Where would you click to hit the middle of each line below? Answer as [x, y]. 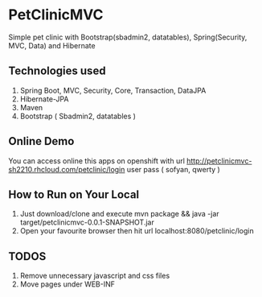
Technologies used [57, 71]
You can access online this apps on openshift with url [96, 161]
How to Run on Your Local [74, 194]
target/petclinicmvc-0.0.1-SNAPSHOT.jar [87, 222]
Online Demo [41, 141]
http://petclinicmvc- [219, 161]
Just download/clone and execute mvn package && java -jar [119, 214]
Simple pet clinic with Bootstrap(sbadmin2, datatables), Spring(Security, [128, 37]
